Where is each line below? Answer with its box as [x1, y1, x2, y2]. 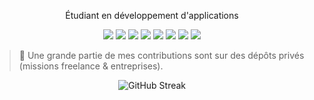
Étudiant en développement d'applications [65, 10, 239, 21]
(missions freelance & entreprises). [18, 60, 164, 72]
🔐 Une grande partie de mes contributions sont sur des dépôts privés [18, 50, 305, 61]
